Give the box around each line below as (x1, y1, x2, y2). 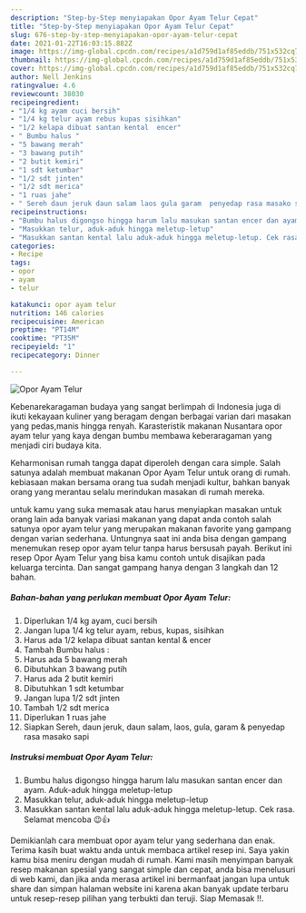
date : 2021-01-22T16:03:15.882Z (10, 38, 133, 48)
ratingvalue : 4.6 (10, 81, 76, 90)
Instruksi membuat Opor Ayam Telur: (10, 751, 153, 763)
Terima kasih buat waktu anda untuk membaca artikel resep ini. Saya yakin (10, 844, 290, 855)
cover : (10, 65, 35, 74)
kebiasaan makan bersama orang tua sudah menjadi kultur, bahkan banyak (10, 476, 291, 487)
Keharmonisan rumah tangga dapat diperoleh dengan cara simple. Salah (10, 457, 281, 468)
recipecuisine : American (10, 317, 104, 326)
